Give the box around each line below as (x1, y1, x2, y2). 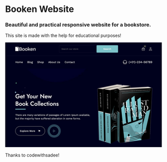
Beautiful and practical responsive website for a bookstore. (5, 21, 152, 28)
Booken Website (5, 3, 75, 15)
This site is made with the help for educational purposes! (5, 32, 122, 38)
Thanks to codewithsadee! (5, 152, 60, 158)
